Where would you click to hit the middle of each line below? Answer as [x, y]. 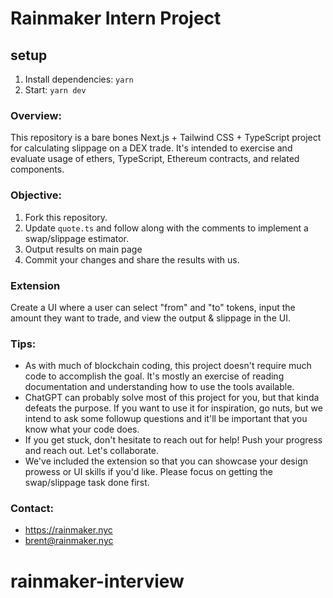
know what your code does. [82, 429]
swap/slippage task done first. [87, 483]
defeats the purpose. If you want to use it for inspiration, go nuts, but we [173, 408]
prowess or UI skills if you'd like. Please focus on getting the [148, 472]
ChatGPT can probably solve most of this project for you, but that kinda [172, 398]
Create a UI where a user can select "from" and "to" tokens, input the [153, 307]
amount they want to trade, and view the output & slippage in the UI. [150, 318]
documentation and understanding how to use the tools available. [159, 387]
